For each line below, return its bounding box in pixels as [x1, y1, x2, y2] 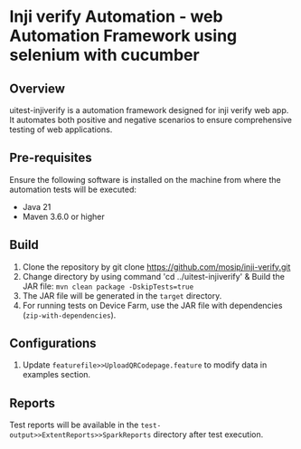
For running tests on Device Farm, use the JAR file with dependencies [22, 300, 283, 310]
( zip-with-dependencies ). [22, 310, 117, 320]
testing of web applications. [9, 124, 113, 135]
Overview [9, 81, 66, 96]
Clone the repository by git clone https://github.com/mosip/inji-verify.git [22, 261, 291, 272]
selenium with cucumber [9, 45, 201, 65]
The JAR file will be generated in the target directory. [22, 290, 222, 301]
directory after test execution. [153, 429, 264, 440]
